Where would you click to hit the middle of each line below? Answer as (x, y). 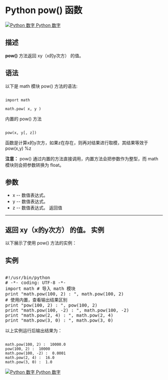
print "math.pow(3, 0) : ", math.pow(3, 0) (59, 320)
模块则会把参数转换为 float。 (34, 165)
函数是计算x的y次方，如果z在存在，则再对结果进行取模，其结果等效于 (77, 142)
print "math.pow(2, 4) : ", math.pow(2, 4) (59, 315)
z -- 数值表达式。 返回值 (37, 208)
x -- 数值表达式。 (30, 195)
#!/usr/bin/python (28, 278)
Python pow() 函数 (44, 10)
